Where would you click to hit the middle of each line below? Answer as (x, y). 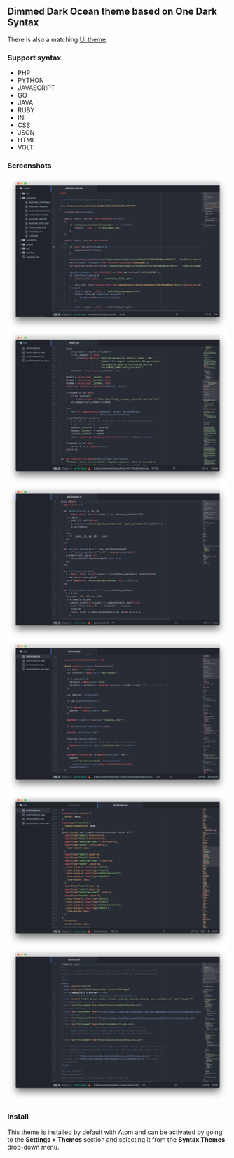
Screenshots (29, 166)
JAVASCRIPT (36, 88)
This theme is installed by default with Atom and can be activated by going (115, 1132)
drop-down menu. (33, 1147)
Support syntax (34, 58)
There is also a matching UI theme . (57, 39)
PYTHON (30, 81)
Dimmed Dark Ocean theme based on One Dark (112, 12)
